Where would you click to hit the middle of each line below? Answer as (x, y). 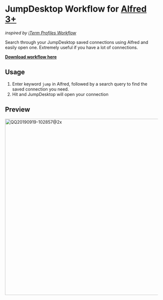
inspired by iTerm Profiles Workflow (41, 33)
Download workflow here (31, 56)
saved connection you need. (41, 89)
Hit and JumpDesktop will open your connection (60, 94)
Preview (18, 110)
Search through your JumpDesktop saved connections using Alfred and (77, 42)
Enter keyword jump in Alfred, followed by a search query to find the (80, 84)
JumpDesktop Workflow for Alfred (76, 9)
